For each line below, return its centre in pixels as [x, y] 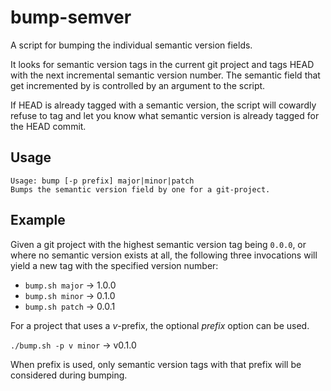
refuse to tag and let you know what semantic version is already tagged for [165, 115]
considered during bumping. [69, 375]
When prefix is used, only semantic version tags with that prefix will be [156, 364]
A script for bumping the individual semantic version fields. [131, 45]
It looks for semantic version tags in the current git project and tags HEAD [162, 64]
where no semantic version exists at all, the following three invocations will [164, 255]
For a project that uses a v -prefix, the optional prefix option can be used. [160, 325]
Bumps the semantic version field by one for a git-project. [140, 189]
